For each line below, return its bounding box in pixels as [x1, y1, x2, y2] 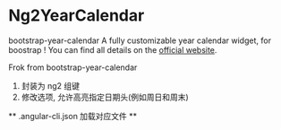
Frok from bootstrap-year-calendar [8, 62, 138, 73]
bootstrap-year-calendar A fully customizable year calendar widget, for [8, 35, 272, 46]
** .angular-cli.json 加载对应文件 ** [8, 110, 138, 121]
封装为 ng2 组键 [21, 80, 81, 91]
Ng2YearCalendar [8, 5, 145, 26]
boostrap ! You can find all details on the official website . [8, 44, 217, 55]
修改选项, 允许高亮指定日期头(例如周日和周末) [21, 91, 189, 102]
